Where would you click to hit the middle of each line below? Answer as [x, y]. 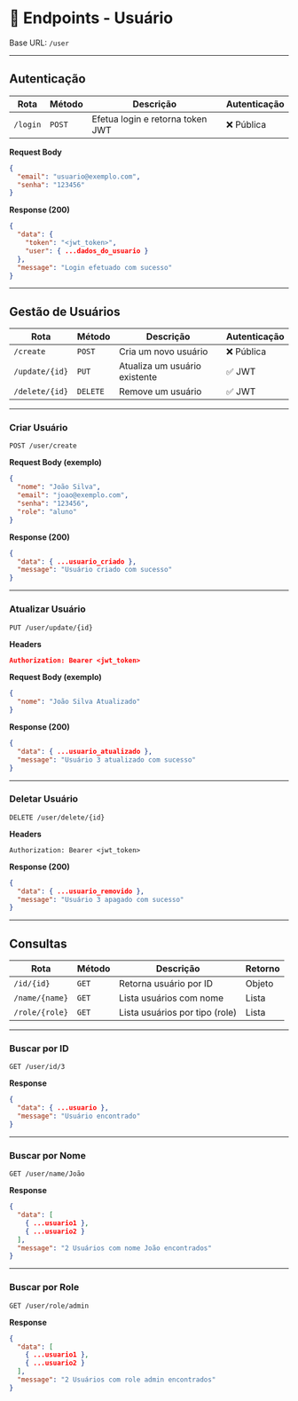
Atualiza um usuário [161, 366]
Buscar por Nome [48, 1155]
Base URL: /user [39, 43]
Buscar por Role [44, 1287]
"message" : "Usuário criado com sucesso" [95, 570]
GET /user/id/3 [37, 1067]
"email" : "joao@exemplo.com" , [73, 495]
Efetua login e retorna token [149, 119]
